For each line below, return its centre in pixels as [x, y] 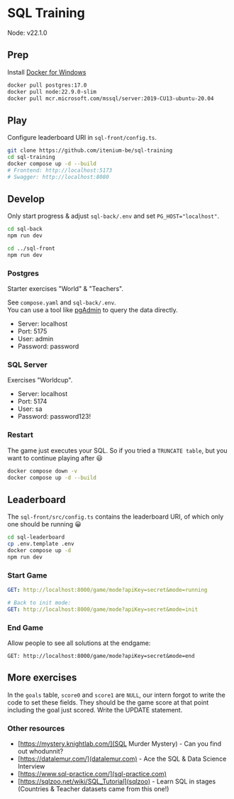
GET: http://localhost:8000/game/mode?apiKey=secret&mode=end [101, 656]
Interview [31, 766]
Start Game [27, 575]
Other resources [36, 728]
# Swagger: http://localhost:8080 [58, 177]
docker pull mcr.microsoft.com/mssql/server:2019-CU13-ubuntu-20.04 [111, 98]
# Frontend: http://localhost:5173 [60, 170]
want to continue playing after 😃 [55, 458]
